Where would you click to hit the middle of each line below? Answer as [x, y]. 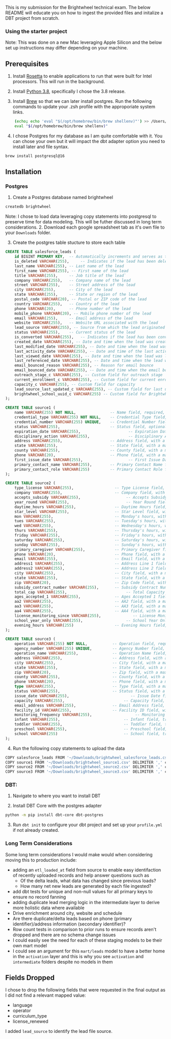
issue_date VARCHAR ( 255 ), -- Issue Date [87, 696]
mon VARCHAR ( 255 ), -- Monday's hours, [85, 516]
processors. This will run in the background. [59, 81]
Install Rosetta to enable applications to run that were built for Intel [82, 76]
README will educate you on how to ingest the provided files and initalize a [84, 13]
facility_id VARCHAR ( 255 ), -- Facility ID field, [87, 710]
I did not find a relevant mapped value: [46, 995]
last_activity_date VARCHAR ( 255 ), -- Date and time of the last [84, 351]
